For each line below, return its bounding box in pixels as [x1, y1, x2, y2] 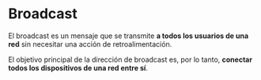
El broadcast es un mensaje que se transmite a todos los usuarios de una [8, 31, 249, 40]
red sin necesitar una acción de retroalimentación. [8, 39, 172, 48]
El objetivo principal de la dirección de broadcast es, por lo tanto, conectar [8, 55, 253, 64]
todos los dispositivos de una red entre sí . [8, 63, 149, 72]
